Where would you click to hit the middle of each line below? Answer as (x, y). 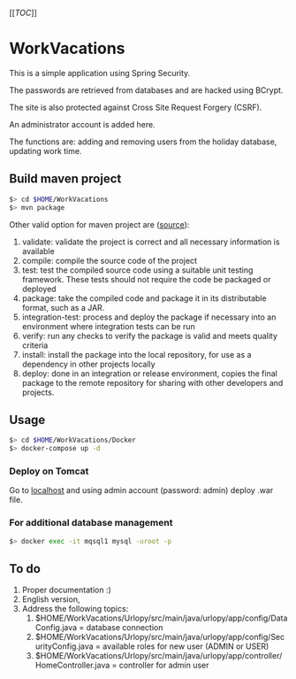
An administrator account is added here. (83, 124)
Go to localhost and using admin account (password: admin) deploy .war (141, 490)
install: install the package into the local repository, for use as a (137, 354)
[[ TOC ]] (23, 13)
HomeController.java (72, 665)
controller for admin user (164, 665)
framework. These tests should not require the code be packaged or (146, 279)
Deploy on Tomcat (49, 471)
